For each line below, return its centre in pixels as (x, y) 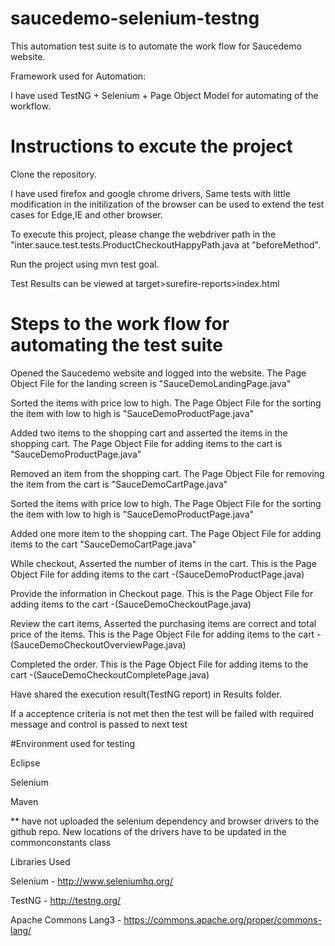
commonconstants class (61, 842)
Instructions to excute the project (151, 146)
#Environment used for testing (73, 743)
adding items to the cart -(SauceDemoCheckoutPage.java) (131, 604)
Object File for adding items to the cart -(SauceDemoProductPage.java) (157, 574)
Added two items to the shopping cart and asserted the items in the (149, 433)
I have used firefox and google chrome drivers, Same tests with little (150, 193)
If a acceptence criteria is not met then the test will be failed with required (162, 713)
